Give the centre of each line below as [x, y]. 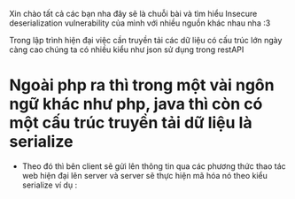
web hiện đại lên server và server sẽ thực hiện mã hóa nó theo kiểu [144, 175]
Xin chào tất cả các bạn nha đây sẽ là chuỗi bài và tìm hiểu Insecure [133, 14]
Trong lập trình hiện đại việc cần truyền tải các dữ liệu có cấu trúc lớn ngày [146, 40]
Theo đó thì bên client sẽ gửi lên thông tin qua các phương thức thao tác [154, 166]
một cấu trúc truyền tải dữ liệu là [131, 123]
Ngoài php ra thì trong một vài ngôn [142, 85]
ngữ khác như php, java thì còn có [136, 104]
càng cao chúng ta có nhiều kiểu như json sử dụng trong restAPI [127, 50]
